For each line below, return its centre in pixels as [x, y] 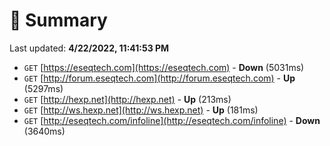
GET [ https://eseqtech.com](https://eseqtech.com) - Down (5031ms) [164, 67]
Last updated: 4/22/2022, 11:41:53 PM [89, 48]
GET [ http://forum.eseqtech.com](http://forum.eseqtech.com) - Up [159, 78]
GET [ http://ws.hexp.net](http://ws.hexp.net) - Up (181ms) [141, 110]
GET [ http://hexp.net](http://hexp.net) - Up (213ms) [127, 99]
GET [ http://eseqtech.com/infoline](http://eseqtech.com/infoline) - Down [172, 120]
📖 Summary [58, 20]
